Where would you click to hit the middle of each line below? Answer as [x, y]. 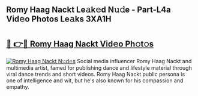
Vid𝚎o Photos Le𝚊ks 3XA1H [59, 19]
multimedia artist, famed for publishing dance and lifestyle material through [99, 68]
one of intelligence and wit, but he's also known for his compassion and [95, 80]
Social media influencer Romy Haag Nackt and [134, 61]
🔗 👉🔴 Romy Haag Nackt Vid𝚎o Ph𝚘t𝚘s [80, 44]
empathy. [18, 87]
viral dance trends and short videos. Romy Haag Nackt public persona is [96, 74]
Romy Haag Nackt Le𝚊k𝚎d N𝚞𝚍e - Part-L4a [88, 10]
